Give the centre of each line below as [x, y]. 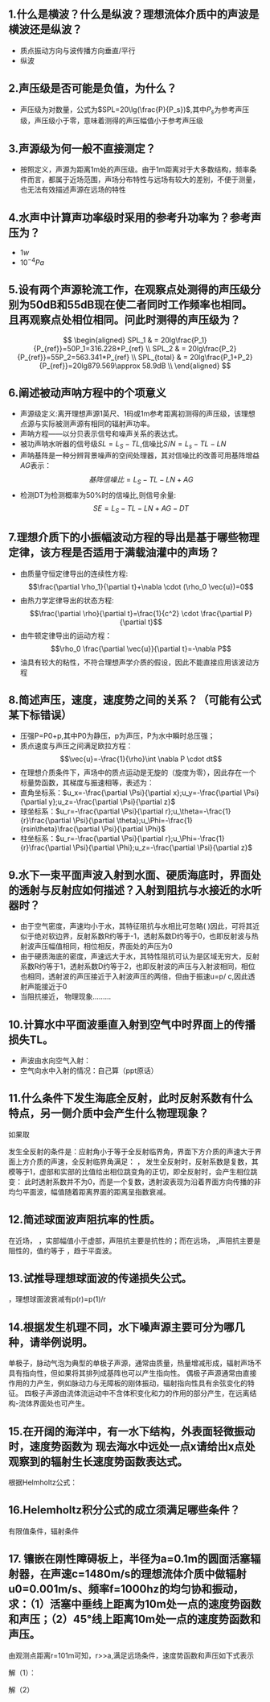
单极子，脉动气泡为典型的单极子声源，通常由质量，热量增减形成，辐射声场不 [135, 1363]
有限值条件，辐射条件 [43, 1531]
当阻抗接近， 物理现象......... [65, 996]
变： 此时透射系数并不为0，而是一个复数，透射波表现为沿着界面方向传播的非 [135, 1182]
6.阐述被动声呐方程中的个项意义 [88, 393]
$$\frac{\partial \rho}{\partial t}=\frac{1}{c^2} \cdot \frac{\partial [136, 613]
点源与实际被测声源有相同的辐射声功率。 [87, 424]
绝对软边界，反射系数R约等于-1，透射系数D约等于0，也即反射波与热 [146, 936]
